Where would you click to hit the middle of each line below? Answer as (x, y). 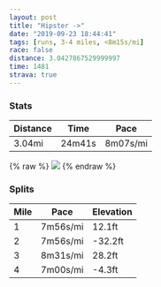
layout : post (33, 17)
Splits (22, 189)
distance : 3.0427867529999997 (65, 58)
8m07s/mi (126, 144)
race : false (31, 50)
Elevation (112, 212)
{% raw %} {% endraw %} (63, 166)
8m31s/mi (62, 255)
